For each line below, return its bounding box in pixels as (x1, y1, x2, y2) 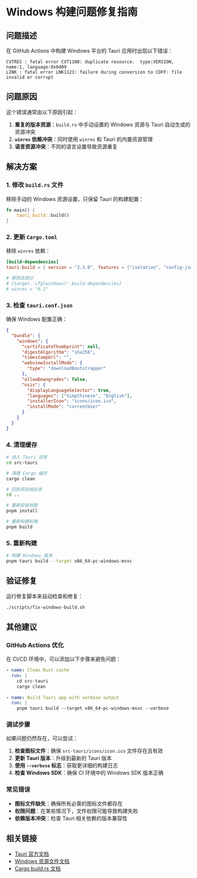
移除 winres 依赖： (6, 247, 51, 254)
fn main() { (6, 207, 35, 213)
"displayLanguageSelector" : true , (27, 387, 111, 393)
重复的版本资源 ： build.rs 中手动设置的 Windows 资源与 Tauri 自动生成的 (14, 121, 191, 128)
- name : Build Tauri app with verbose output (6, 694, 119, 701)
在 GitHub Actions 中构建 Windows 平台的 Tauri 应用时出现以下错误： (6, 48, 173, 54)
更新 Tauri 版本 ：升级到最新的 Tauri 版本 (14, 755, 112, 762)
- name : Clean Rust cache (6, 667, 69, 673)
